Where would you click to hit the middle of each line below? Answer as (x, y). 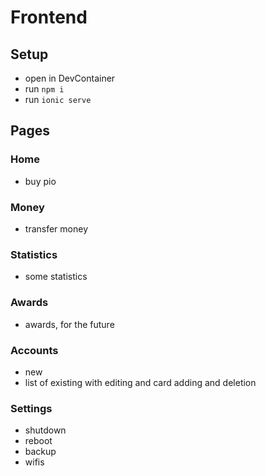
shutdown (45, 430)
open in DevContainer (70, 78)
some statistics (56, 277)
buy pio (40, 181)
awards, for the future (69, 324)
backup (40, 452)
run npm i (44, 89)
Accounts (34, 350)
